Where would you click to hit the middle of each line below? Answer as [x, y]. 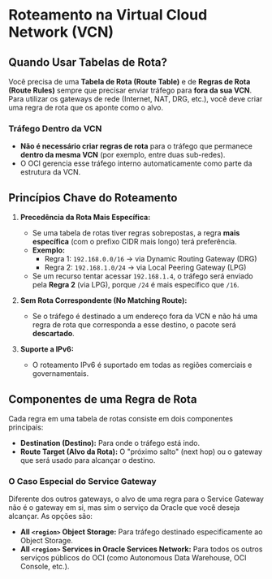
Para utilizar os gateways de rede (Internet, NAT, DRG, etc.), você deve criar [136, 99]
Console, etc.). [45, 567]
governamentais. [60, 374]
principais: [26, 427]
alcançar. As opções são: [51, 516]
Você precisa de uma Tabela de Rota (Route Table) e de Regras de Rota [130, 82]
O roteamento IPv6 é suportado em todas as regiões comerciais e [142, 365]
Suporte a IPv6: [47, 349]
